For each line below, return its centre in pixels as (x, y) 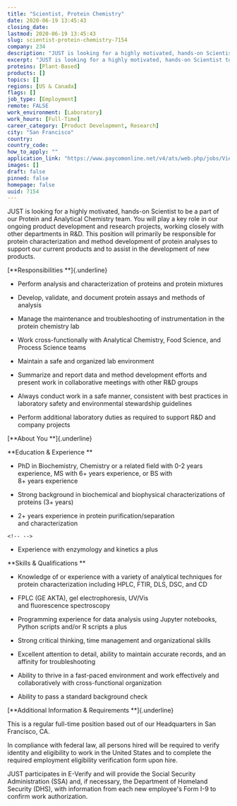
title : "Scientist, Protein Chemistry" (66, 14)
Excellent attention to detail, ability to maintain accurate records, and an (122, 654)
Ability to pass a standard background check (83, 696)
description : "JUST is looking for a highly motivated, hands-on (105, 54)
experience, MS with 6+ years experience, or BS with (95, 474)
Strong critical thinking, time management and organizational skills (114, 641)
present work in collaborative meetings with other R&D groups (108, 382)
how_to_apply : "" (33, 152)
